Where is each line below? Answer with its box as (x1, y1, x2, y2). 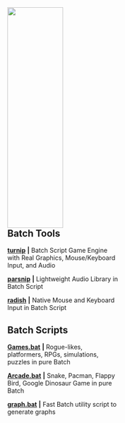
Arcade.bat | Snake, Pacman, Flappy (7, 371, 115, 380)
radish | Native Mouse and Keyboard (7, 296, 115, 304)
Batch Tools (7, 227, 61, 239)
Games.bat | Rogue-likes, (7, 342, 83, 352)
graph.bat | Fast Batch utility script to (7, 400, 117, 409)
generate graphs (7, 407, 56, 416)
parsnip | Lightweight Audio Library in (7, 275, 119, 283)
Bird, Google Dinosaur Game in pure (7, 379, 112, 388)
